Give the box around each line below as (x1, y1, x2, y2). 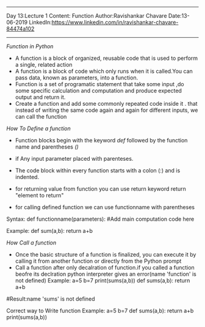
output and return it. (15, 94, 66, 101)
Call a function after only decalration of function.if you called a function (15, 264, 195, 271)
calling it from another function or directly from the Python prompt (15, 257, 182, 265)
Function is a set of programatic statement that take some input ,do (15, 81, 184, 87)
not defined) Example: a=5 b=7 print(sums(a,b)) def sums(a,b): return (15, 277, 190, 284)
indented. (15, 174, 40, 180)
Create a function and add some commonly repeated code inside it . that (15, 100, 198, 107)
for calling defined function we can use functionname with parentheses (15, 204, 195, 211)
